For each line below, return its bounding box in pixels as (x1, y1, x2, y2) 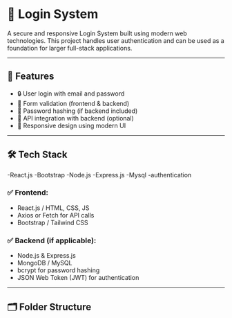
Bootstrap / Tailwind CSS (17, 218, 88, 227)
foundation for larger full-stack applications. (7, 44, 133, 52)
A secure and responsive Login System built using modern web (7, 29, 188, 37)
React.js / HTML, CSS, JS (17, 204, 90, 212)
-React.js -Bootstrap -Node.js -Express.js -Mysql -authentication (7, 170, 192, 179)
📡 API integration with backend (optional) (17, 114, 135, 122)
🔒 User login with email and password (17, 89, 125, 98)
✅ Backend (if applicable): (7, 236, 97, 245)
